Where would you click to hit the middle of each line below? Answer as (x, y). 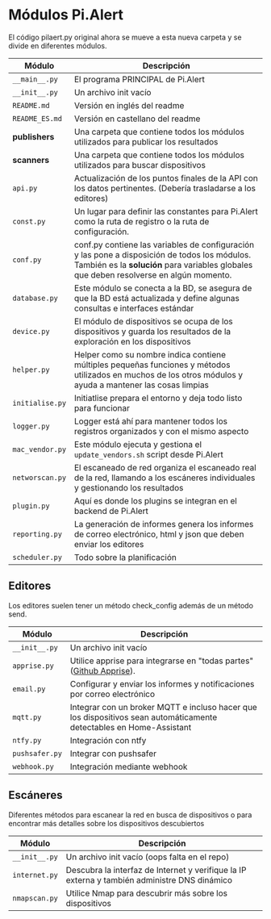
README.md (31, 105)
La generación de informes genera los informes (164, 524)
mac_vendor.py (40, 449)
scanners (31, 160)
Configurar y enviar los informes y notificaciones (162, 683)
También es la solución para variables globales (163, 265)
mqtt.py (27, 717)
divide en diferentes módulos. (58, 45)
